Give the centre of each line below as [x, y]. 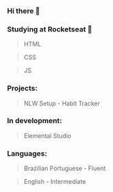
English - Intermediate [55, 182]
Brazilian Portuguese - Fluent [65, 168]
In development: [35, 121]
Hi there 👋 [24, 11]
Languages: [27, 153]
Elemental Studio [47, 135]
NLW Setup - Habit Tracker [62, 103]
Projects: [22, 88]
